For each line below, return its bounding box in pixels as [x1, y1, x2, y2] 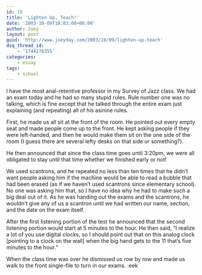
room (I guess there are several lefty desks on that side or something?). [6, 137, 184, 145]
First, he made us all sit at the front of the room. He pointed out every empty [6, 119, 195, 126]
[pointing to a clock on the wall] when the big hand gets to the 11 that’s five [6, 237, 192, 245]
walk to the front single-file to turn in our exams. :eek [6, 262, 138, 270]
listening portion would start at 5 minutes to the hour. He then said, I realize [6, 225, 195, 232]
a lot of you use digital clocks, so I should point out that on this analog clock [6, 231, 195, 238]
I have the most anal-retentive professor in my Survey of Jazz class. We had [6, 87, 196, 94]
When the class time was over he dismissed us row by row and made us [6, 256, 186, 263]
